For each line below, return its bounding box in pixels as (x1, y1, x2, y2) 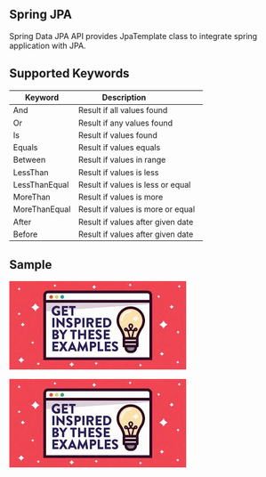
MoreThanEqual (12, 204, 71, 214)
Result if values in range (78, 155, 166, 166)
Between (12, 155, 46, 166)
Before (12, 229, 38, 239)
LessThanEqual (12, 179, 69, 190)
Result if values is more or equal (78, 204, 196, 214)
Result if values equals (78, 142, 161, 153)
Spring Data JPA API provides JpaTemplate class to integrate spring (9, 30, 258, 41)
